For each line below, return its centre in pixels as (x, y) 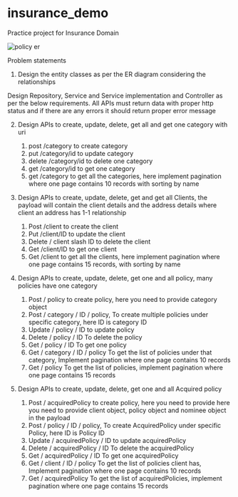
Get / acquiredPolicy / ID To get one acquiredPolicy (103, 455)
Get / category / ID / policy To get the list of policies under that (120, 352)
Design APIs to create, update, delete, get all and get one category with (123, 124)
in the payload (49, 417)
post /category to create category (78, 146)
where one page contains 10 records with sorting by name (114, 184)
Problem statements (37, 60)
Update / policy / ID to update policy (81, 330)
